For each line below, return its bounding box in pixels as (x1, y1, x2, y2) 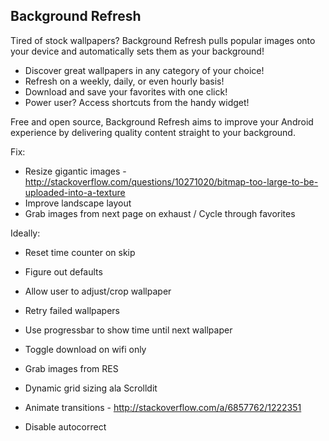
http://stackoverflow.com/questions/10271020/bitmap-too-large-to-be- (24, 175, 319, 188)
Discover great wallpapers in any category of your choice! (24, 64, 265, 76)
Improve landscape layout (24, 197, 132, 209)
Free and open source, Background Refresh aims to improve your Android (10, 115, 314, 128)
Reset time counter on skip (24, 246, 136, 258)
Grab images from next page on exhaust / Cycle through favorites (24, 207, 296, 219)
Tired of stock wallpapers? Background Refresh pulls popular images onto (10, 34, 316, 46)
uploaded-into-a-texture (24, 186, 126, 198)
